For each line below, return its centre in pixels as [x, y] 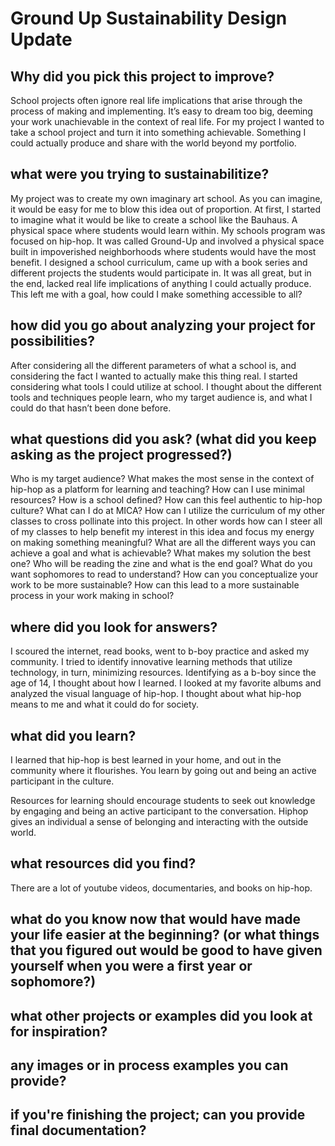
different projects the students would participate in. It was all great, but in [161, 273]
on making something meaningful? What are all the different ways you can [163, 543]
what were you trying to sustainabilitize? [140, 174]
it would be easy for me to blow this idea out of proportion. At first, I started [166, 209]
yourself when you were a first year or [131, 966]
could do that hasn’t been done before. [91, 408]
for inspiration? [59, 1031]
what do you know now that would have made [156, 919]
